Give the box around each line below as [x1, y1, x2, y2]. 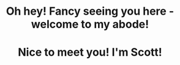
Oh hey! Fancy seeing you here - [6, 4, 174, 18]
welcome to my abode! [31, 17, 149, 31]
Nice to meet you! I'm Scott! [17, 45, 163, 59]
